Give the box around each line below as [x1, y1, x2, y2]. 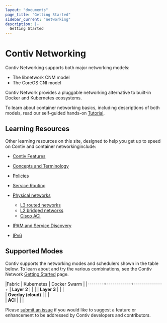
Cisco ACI [20, 212, 41, 219]
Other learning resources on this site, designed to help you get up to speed [5, 138, 161, 144]
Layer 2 [12, 286, 28, 292]
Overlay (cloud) [8, 291, 42, 298]
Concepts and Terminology [12, 163, 69, 169]
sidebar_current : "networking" [5, 17, 71, 22]
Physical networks [12, 192, 51, 198]
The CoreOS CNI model [12, 80, 61, 86]
